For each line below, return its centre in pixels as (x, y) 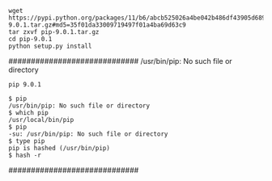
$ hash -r (25, 155)
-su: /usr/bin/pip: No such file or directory (88, 134)
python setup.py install (50, 46)
